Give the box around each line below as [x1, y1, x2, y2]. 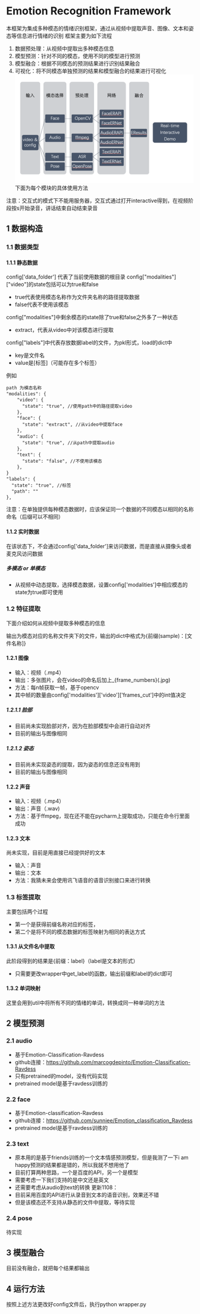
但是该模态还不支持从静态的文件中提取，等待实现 [14, 1199, 135, 1206]
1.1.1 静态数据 [6, 259, 38, 266]
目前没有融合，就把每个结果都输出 [6, 1264, 90, 1272]
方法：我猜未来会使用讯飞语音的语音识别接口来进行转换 [14, 877, 151, 884]
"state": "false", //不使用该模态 [21, 459, 102, 465]
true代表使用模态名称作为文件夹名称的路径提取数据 [14, 294, 140, 301]
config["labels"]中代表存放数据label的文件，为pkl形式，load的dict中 [6, 339, 173, 346]
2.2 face [6, 1095, 31, 1104]
